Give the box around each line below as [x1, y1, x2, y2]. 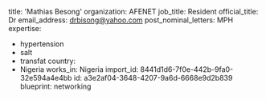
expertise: [8, 24, 42, 33]
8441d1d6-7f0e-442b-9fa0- [140, 65, 234, 74]
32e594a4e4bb [19, 73, 72, 82]
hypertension [19, 39, 64, 49]
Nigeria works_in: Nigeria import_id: [19, 65, 139, 74]
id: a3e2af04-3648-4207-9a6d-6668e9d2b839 [73, 73, 233, 82]
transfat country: [19, 56, 76, 65]
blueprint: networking [19, 81, 92, 91]
